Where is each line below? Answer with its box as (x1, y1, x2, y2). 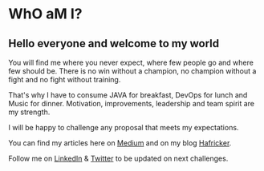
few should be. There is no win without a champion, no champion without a (8, 66, 257, 76)
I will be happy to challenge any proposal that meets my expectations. (8, 123, 239, 132)
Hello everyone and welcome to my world (8, 37, 219, 50)
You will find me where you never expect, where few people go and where (8, 58, 254, 67)
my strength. (8, 107, 51, 117)
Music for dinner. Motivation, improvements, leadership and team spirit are (8, 99, 255, 108)
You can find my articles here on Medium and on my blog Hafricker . (8, 138, 232, 148)
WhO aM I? (8, 5, 83, 23)
